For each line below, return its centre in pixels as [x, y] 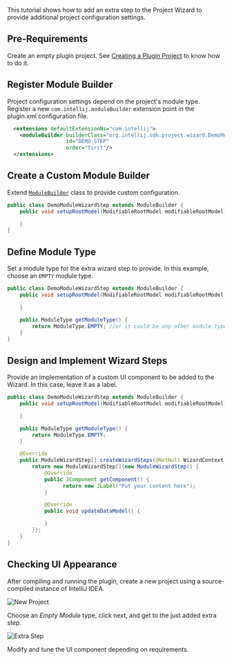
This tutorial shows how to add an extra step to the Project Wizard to [105, 10]
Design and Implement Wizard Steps [87, 361]
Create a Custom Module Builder [79, 176]
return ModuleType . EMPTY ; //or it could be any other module [122, 326]
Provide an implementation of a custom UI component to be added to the [111, 377]
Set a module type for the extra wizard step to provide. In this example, [108, 269]
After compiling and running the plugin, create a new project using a [104, 581]
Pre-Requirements [48, 39]
